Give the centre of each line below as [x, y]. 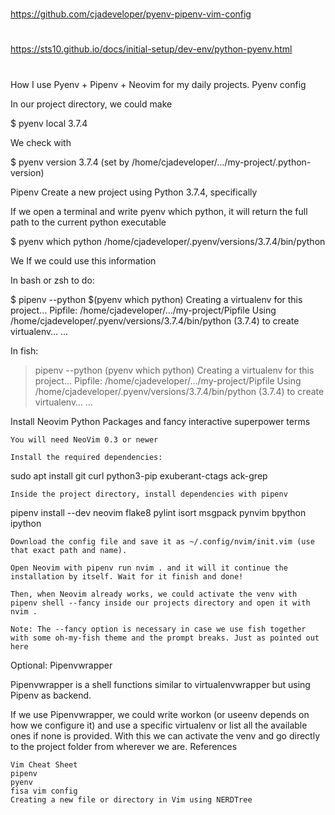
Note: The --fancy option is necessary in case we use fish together [158, 629]
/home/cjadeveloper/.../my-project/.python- [221, 162]
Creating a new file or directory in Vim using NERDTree [131, 799]
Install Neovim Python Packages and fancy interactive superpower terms [160, 421]
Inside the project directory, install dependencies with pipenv [149, 494]
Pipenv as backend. [51, 695]
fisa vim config [44, 791]
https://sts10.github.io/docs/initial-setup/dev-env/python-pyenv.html [151, 49]
